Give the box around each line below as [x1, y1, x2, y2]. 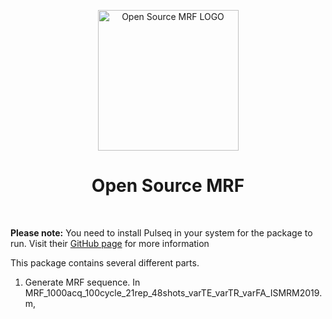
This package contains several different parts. [10, 256, 200, 269]
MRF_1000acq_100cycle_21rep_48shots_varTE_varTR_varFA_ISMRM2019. [24, 286, 323, 299]
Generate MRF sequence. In [24, 276, 141, 288]
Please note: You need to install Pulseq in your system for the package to [10, 226, 313, 239]
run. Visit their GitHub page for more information [10, 237, 210, 249]
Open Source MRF [91, 175, 245, 197]
